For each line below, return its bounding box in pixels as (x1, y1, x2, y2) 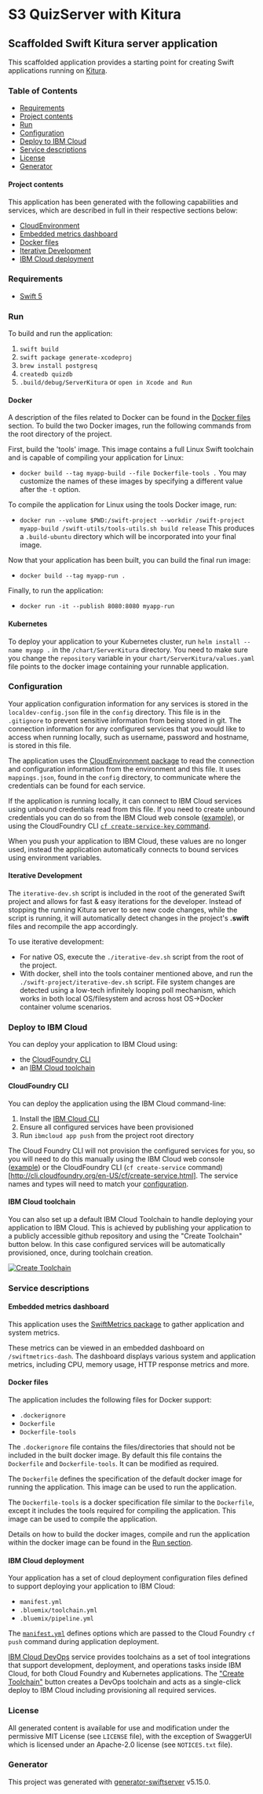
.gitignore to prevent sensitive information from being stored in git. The (8, 716, 242, 725)
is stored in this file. (8, 740, 71, 750)
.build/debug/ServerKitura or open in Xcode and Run (19, 377, 192, 387)
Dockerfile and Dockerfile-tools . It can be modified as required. (8, 1459, 219, 1468)
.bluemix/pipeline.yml (19, 1615, 94, 1623)
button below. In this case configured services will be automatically (8, 1239, 225, 1249)
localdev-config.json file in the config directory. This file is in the (8, 707, 221, 717)
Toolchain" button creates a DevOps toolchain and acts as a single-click (8, 1677, 241, 1686)
